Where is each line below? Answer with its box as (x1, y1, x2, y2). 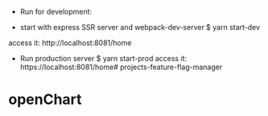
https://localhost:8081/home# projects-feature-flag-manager (19, 62, 223, 72)
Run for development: (19, 7, 93, 16)
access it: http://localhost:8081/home (8, 38, 132, 48)
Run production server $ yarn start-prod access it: (19, 54, 188, 63)
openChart (8, 90, 82, 109)
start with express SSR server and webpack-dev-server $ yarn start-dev (19, 23, 260, 31)
